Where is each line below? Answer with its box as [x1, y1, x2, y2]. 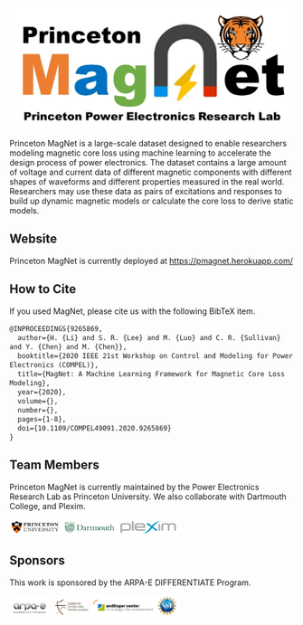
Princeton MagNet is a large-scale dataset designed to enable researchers [9, 138, 288, 149]
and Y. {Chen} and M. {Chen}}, [9, 342, 128, 351]
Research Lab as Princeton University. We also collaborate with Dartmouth [9, 491, 287, 502]
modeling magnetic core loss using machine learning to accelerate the [9, 147, 271, 158]
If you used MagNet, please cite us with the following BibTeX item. [9, 306, 256, 317]
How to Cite [9, 281, 77, 297]
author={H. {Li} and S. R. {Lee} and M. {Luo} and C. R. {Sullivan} [17, 333, 281, 342]
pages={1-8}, [17, 414, 67, 423]
